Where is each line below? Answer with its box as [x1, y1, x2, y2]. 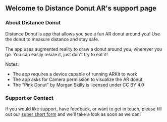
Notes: [5, 61, 19, 67]
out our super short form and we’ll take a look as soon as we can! [5, 111, 141, 117]
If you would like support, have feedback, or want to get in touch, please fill [5, 106, 162, 112]
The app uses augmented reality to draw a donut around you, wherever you [5, 46, 162, 52]
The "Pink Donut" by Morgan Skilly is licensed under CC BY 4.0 [12, 82, 145, 88]
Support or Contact [5, 94, 54, 101]
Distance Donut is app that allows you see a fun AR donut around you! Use [5, 30, 160, 37]
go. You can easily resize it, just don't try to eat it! [5, 51, 108, 57]
